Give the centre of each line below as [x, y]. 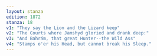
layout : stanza [25, 11]
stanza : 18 [19, 22]
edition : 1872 [24, 17]
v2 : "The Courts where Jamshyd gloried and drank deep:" [78, 33]
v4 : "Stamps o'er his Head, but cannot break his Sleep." [79, 44]
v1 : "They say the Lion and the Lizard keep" [63, 28]
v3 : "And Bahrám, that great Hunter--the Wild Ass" [71, 38]
